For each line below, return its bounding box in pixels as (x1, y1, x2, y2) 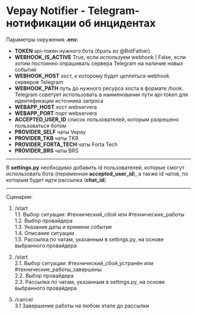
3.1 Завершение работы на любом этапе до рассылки (14, 302, 150, 309)
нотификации (6, 16, 77, 30)
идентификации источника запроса (14, 97, 104, 104)
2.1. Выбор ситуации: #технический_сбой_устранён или (14, 259, 154, 266)
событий (14, 66, 37, 73)
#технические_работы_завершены (14, 266, 102, 273)
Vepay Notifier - (6, 4, 86, 18)
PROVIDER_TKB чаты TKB (14, 134, 79, 141)
